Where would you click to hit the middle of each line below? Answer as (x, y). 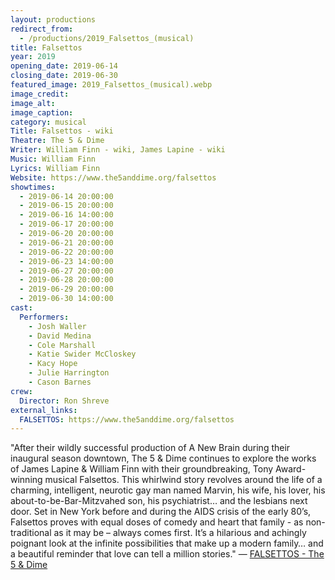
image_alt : (33, 103)
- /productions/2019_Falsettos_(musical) (107, 38)
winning (26, 480)
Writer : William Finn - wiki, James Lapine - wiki (118, 150)
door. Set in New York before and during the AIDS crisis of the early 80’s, (161, 512)
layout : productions (53, 19)
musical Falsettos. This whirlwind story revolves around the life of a (183, 480)
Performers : (44, 317)
